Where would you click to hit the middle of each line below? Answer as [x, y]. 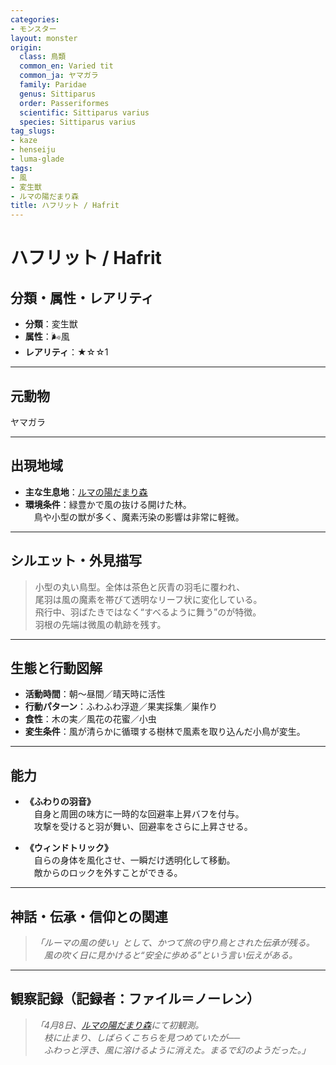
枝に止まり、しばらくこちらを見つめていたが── [142, 1037]
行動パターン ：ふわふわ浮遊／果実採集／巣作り [121, 707]
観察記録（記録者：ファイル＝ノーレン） [135, 999]
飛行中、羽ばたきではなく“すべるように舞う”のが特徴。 [148, 612]
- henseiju [33, 150]
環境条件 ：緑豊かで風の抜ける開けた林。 [108, 504]
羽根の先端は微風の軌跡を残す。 [100, 624]
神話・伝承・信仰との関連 [89, 916]
